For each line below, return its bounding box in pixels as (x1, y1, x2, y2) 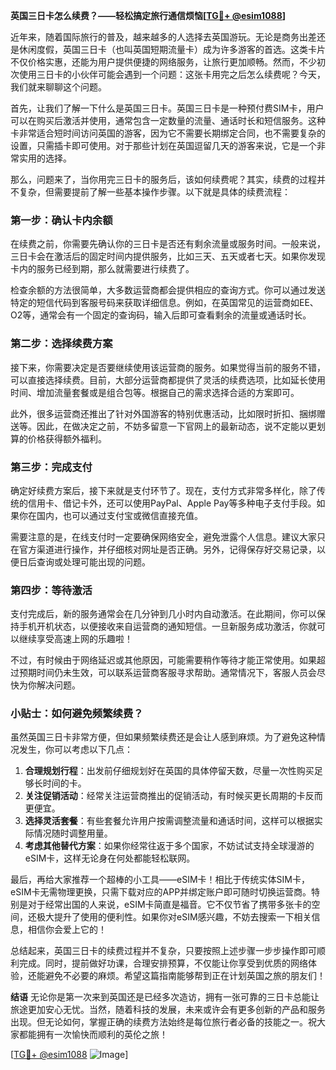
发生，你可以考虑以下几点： (18, 744, 133, 756)
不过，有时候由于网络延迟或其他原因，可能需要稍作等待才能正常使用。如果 (10, 654, 317, 666)
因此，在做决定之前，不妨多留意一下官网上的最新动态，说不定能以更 (36, 420, 317, 432)
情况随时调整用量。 (33, 827, 113, 839)
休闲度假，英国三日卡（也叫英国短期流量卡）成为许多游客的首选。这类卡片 (18, 44, 326, 55)
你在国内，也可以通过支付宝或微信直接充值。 (18, 509, 203, 521)
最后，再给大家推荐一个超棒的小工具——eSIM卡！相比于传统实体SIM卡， (10, 874, 310, 886)
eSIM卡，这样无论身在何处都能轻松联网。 (24, 852, 196, 864)
